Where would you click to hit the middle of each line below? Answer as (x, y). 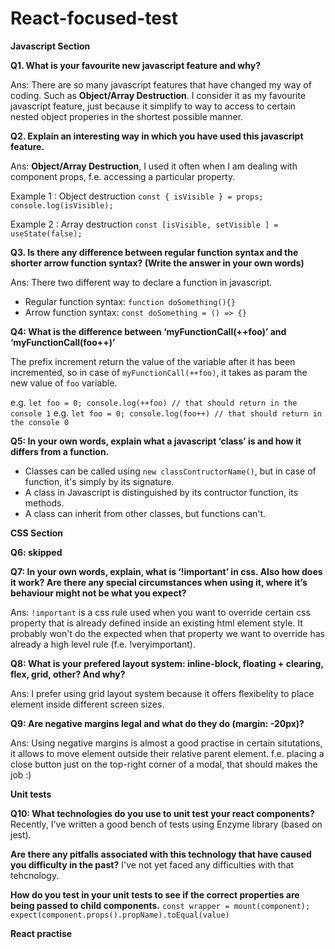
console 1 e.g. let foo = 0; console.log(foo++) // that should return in (166, 413)
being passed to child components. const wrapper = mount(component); (160, 905)
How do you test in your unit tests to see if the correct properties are (155, 894)
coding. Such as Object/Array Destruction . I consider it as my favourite (158, 95)
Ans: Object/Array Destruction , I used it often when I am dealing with (154, 166)
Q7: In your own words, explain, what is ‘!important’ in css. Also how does (166, 571)
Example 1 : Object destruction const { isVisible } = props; (137, 196)
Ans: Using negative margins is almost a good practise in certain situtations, (166, 743)
